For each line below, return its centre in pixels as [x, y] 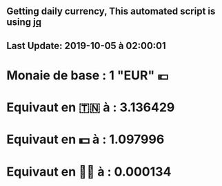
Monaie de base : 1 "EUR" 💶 [88, 75]
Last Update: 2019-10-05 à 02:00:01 [86, 45]
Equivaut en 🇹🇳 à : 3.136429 [91, 108]
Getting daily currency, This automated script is [111, 11]
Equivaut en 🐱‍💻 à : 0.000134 [89, 171]
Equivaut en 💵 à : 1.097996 [85, 139]
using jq [24, 22]
